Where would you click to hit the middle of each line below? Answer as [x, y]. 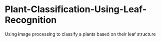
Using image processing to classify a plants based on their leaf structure [80, 34]
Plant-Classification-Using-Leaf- [76, 9]
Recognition [31, 20]
